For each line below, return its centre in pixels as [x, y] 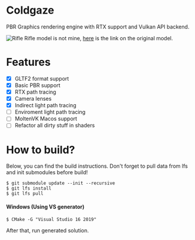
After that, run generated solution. [47, 230]
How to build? [41, 150]
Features [28, 62]
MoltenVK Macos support [46, 119]
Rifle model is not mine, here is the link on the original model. [99, 38]
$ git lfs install [29, 188]
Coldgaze [30, 10]
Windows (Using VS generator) [45, 207]
